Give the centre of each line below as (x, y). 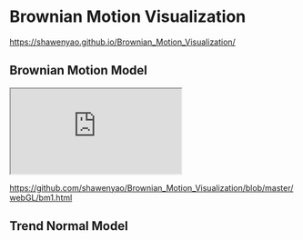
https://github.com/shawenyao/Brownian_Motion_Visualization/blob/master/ (151, 187)
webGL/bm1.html (41, 197)
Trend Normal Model (69, 226)
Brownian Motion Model (79, 70)
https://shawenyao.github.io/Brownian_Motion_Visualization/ (123, 42)
